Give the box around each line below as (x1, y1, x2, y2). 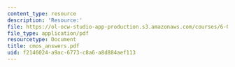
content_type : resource (7, 10, 77, 17)
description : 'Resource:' (7, 17, 83, 24)
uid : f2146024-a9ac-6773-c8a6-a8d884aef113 (7, 50, 136, 57)
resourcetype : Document (7, 36, 77, 43)
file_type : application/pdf (7, 29, 90, 37)
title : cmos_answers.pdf (7, 43, 80, 50)
